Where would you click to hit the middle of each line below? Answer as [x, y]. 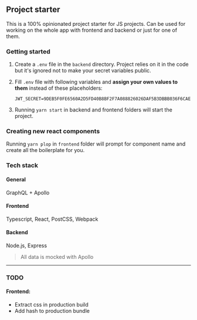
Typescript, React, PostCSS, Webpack [52, 219]
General [16, 179]
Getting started [28, 51]
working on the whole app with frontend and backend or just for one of [92, 30]
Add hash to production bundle [52, 311]
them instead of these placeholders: [58, 88]
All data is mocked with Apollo [57, 257]
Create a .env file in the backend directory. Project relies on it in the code [101, 65]
